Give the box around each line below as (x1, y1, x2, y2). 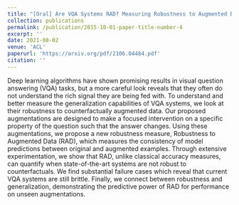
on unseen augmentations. (7, 189, 86, 198)
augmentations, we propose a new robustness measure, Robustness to (7, 129, 216, 137)
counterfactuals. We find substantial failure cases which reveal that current (7, 167, 228, 175)
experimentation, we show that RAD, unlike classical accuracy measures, (7, 152, 221, 160)
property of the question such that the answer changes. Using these (7, 122, 208, 130)
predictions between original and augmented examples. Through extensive (7, 144, 227, 153)
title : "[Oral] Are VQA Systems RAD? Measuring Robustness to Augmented (7, 10, 228, 18)
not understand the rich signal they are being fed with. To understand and (7, 91, 224, 100)
